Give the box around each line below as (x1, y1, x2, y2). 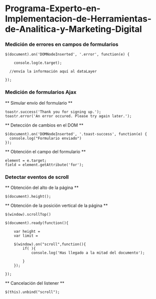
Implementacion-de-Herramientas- (5, 13, 152, 24)
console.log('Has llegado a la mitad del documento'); (31, 250, 145, 256)
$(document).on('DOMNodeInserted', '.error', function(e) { (5, 52, 130, 57)
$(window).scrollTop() (5, 212, 51, 217)
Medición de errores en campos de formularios (5, 41, 118, 48)
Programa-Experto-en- (5, 3, 101, 14)
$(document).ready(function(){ (5, 221, 69, 225)
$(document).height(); (5, 194, 51, 199)
